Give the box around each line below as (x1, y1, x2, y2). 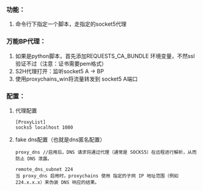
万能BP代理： (6, 37, 46, 46)
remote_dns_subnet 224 (15, 166, 73, 172)
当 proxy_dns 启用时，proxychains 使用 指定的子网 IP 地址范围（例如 (15, 173, 179, 179)
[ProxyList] (15, 119, 46, 125)
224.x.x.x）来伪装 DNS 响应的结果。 (15, 179, 100, 186)
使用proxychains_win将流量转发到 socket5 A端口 (15, 75, 138, 82)
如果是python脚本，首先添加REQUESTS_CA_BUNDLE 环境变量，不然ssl (15, 52, 195, 59)
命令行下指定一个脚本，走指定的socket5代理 (15, 20, 127, 28)
